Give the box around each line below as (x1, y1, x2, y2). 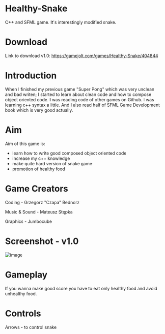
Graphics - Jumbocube (5, 218, 53, 224)
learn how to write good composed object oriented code (12, 150, 127, 156)
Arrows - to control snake (5, 324, 57, 330)
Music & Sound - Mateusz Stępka (5, 209, 73, 214)
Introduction (5, 70, 57, 81)
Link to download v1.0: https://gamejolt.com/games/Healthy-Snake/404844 (5, 53, 159, 59)
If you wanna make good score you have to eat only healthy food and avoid (5, 285, 158, 291)
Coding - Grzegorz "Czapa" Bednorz (5, 199, 80, 205)
